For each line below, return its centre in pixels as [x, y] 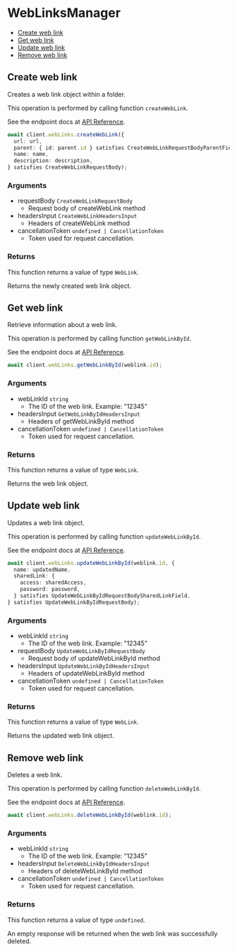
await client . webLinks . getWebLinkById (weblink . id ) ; [85, 365]
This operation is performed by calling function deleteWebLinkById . [104, 789]
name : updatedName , [42, 570]
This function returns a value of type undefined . [77, 920]
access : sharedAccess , [53, 583]
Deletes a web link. [35, 775]
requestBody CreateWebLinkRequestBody [75, 201]
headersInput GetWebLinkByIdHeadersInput [79, 414]
